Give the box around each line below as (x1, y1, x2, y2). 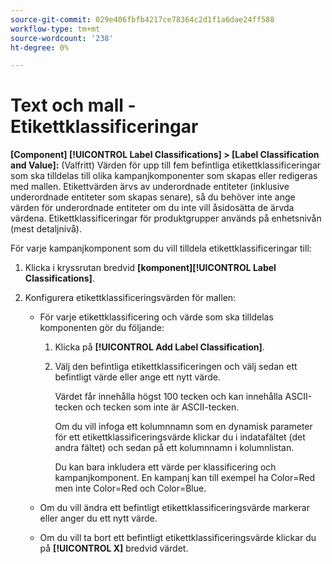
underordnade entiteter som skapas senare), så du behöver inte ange (10, 191, 296, 203)
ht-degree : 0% (10, 42, 70, 53)
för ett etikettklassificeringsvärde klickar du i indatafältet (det (54, 431, 306, 443)
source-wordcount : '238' (10, 33, 114, 43)
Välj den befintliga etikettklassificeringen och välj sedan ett (54, 361, 298, 373)
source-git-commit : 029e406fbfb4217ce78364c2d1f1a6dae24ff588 (10, 14, 275, 25)
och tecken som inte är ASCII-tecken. (84, 401, 240, 413)
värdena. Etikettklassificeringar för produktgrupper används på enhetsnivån (10, 212, 322, 225)
